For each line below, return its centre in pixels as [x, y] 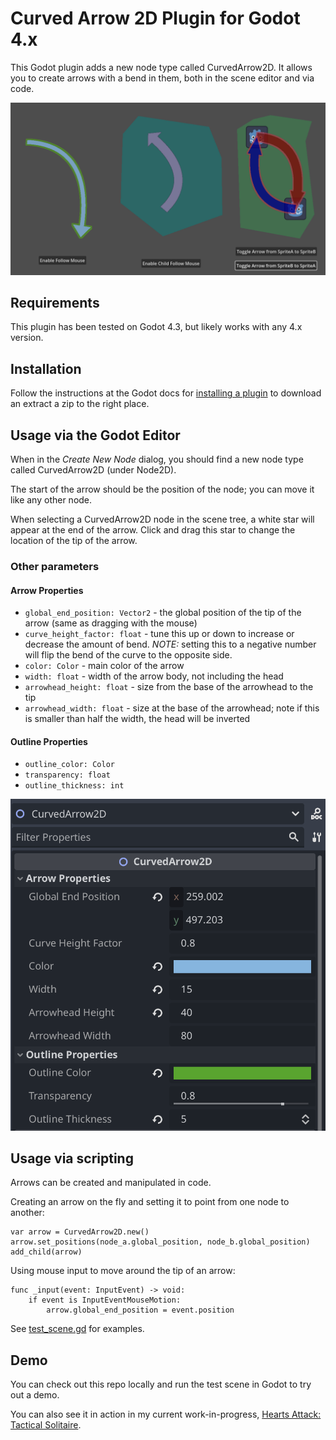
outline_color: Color [69, 765]
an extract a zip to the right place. [80, 404]
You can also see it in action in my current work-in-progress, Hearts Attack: [166, 1414]
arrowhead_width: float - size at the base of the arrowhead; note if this [172, 708]
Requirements [55, 302]
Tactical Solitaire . [46, 1425]
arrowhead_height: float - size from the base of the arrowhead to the [169, 687]
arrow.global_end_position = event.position [140, 1310]
